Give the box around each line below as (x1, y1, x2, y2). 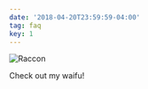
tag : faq (9, 21, 42, 30)
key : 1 (9, 29, 34, 38)
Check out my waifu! (9, 70, 85, 81)
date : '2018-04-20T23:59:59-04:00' (9, 12, 141, 22)
